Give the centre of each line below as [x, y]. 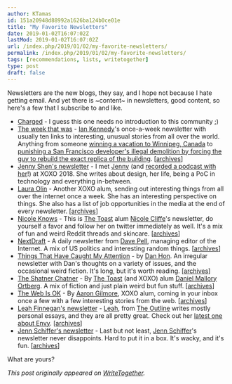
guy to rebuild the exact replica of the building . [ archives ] [100, 158]
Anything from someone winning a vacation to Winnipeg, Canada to [115, 143]
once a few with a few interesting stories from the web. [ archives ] [112, 300]
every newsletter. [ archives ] [57, 211]
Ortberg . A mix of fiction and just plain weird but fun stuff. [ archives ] [116, 286]
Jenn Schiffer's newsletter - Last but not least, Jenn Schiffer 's [107, 331]
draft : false [26, 72]
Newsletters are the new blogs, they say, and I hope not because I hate [110, 93]
